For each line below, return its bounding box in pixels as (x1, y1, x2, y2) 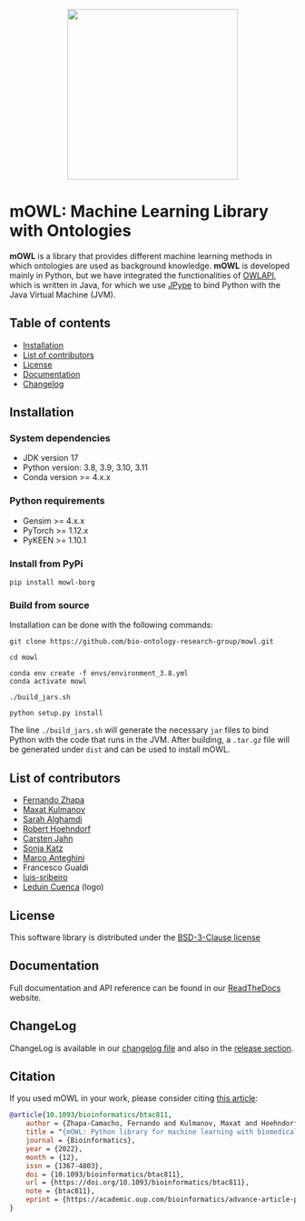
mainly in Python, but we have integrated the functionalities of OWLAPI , (9, 269, 277, 281)
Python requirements (9, 495, 105, 507)
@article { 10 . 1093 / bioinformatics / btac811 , (9, 1110, 172, 1120)
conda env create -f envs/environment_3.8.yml (9, 669, 189, 678)
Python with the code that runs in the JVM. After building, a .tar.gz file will (9, 735, 290, 746)
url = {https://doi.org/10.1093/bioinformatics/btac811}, (25, 1178, 250, 1187)
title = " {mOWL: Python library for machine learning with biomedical (25, 1127, 299, 1136)
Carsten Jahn (22, 833, 74, 845)
